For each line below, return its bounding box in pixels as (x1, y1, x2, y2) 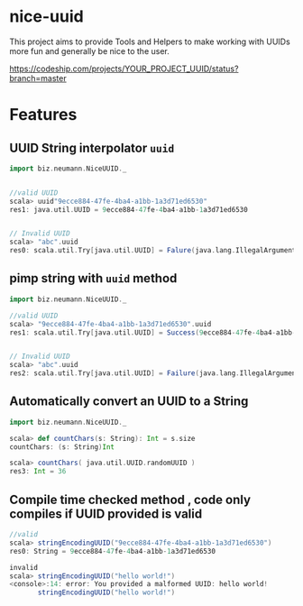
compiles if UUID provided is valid (9, 506, 203, 521)
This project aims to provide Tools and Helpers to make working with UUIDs (9, 36, 290, 47)
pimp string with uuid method (9, 271, 178, 286)
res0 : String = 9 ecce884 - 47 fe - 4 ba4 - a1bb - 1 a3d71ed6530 (9, 546, 216, 555)
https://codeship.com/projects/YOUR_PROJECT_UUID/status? (9, 63, 239, 74)
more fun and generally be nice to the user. (9, 45, 170, 56)
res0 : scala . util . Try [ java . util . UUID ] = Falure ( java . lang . (9, 246, 236, 255)
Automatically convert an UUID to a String (9, 394, 249, 409)
